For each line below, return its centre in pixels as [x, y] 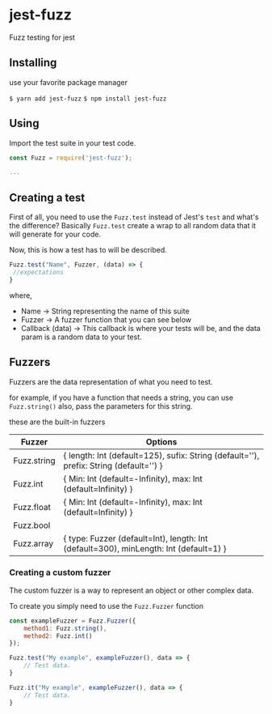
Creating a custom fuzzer [60, 572]
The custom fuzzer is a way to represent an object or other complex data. [132, 590]
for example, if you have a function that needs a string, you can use [121, 397]
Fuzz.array [33, 543]
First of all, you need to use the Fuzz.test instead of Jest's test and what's [134, 217]
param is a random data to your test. [81, 337]
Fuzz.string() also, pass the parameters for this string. [101, 406]
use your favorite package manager [69, 82]
